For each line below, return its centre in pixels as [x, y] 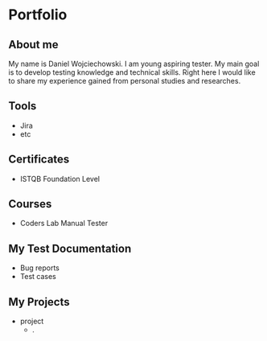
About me [33, 45]
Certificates [39, 160]
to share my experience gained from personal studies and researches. [125, 81]
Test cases [38, 277]
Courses [30, 204]
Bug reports [40, 268]
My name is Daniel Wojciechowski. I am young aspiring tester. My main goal [134, 64]
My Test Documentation [70, 248]
